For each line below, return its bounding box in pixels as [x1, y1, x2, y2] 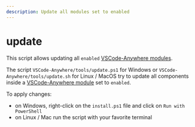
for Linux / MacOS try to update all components [71, 72, 189, 80]
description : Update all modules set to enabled [6, 8, 130, 15]
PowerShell [14, 108, 42, 114]
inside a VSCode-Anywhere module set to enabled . [6, 78, 132, 86]
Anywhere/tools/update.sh [6, 73, 71, 80]
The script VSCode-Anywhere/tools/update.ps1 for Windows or [6, 66, 158, 73]
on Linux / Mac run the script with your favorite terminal [14, 113, 153, 120]
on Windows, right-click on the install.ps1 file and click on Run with [14, 102, 185, 109]
